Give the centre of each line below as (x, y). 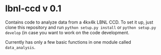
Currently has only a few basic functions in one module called (68, 42)
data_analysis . (20, 47)
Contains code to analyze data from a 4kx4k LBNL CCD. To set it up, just (79, 22)
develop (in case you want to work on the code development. (67, 32)
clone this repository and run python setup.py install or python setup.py (80, 27)
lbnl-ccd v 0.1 (33, 9)
